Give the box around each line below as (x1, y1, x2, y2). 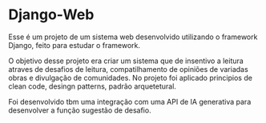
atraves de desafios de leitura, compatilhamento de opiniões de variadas (8, 64, 248, 73)
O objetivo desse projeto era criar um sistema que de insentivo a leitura (8, 56, 244, 65)
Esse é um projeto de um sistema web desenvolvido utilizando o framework (8, 32, 258, 42)
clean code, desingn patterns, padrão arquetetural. (8, 81, 176, 91)
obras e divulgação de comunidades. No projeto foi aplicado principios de (8, 73, 252, 82)
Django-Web (8, 6, 95, 24)
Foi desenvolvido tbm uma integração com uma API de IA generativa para (8, 97, 252, 106)
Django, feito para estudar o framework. (8, 40, 140, 50)
